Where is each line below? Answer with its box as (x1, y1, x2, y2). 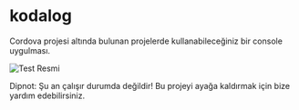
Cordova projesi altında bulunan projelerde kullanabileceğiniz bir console (9, 35, 283, 46)
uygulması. (9, 45, 51, 55)
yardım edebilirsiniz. (9, 90, 85, 101)
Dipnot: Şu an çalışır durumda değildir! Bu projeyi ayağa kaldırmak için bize (9, 80, 290, 91)
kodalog (9, 5, 73, 26)
